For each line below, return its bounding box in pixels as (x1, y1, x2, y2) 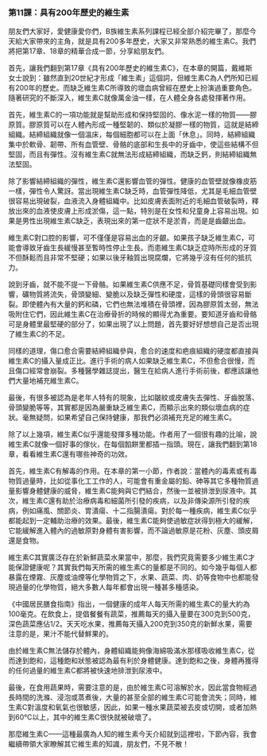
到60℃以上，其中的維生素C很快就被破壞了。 (8, 712, 157, 722)
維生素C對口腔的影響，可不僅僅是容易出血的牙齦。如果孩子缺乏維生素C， (8, 233, 249, 243)
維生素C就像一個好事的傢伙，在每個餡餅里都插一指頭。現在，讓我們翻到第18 (8, 439, 257, 449)
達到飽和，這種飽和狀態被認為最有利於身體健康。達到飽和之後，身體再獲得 (14, 656, 259, 665)
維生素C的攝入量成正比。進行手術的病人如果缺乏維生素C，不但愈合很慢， (8, 356, 249, 366)
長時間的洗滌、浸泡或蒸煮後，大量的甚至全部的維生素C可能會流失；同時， (8, 692, 250, 702)
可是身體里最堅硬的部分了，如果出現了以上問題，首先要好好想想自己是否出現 (8, 319, 259, 329)
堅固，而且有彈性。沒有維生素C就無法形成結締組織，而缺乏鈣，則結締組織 (8, 149, 250, 160)
